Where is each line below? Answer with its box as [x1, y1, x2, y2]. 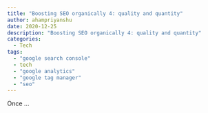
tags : [7, 49, 23, 56]
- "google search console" [13, 55, 91, 62]
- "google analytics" [13, 68, 76, 74]
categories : [7, 36, 41, 43]
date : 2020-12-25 [7, 23, 57, 30]
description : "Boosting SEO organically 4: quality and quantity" [7, 29, 202, 37]
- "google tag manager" [13, 74, 81, 81]
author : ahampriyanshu [7, 17, 72, 23]
